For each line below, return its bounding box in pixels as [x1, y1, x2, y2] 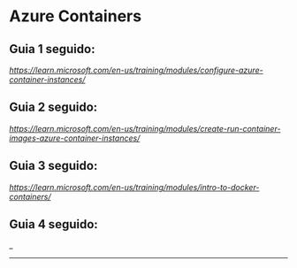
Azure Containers [9, 6, 142, 27]
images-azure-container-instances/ [9, 133, 141, 143]
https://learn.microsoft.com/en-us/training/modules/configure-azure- [9, 65, 263, 75]
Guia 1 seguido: [9, 42, 95, 57]
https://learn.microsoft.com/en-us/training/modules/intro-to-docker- [9, 181, 260, 192]
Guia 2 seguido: [9, 100, 98, 115]
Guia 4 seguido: [9, 217, 99, 232]
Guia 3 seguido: [9, 158, 98, 173]
